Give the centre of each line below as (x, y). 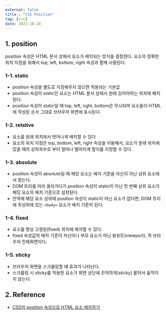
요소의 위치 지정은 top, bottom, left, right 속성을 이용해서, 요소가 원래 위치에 (86, 143)
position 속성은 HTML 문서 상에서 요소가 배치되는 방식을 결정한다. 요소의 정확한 (82, 56)
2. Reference (25, 294)
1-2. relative (20, 125)
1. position (21, 43)
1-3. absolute (21, 162)
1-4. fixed (17, 218)
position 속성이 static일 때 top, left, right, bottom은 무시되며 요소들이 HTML (86, 106)
